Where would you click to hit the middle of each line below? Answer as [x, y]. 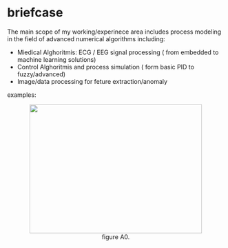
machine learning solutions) [56, 59]
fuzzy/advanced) [41, 74]
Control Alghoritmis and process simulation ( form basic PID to [106, 67]
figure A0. [116, 237]
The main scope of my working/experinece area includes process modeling [114, 32]
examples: [22, 95]
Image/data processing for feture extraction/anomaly [92, 81]
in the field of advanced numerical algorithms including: [86, 38]
